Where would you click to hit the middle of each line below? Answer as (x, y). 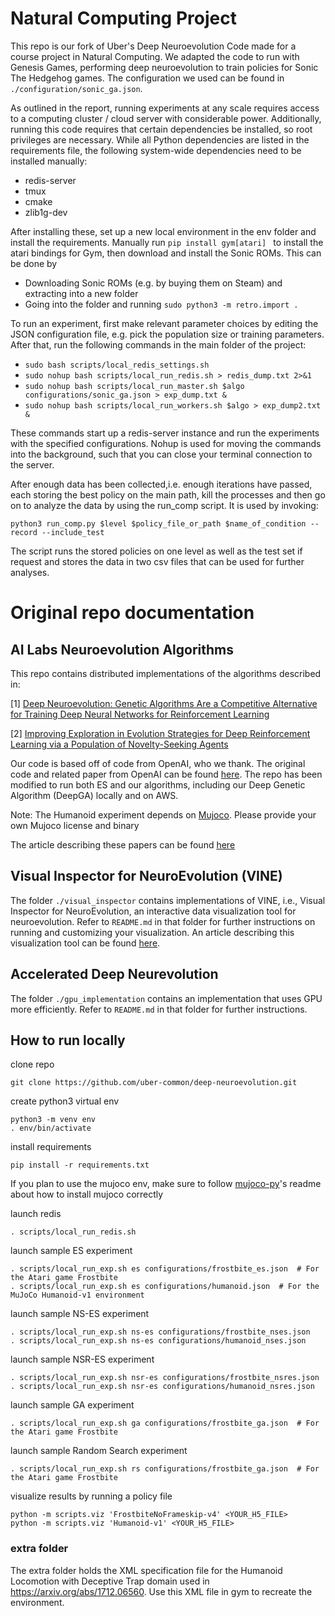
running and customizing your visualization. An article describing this (152, 932)
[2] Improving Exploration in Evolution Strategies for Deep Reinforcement (160, 733)
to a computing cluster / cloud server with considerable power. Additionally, (166, 118)
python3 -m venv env (53, 1120)
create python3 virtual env (65, 1101)
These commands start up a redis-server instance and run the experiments (165, 433)
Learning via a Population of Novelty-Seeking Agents (119, 744)
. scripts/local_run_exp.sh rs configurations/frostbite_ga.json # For (165, 1469)
